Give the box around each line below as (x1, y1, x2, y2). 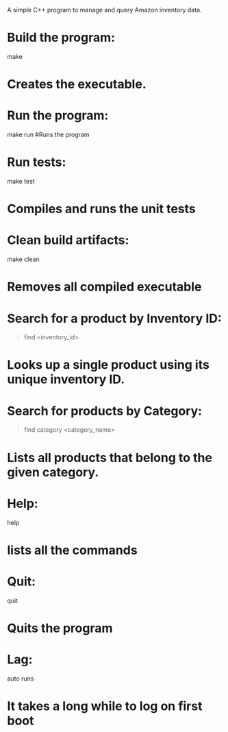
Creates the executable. (7, 77, 147, 92)
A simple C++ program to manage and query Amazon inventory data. (7, 6, 202, 14)
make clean (7, 255, 40, 263)
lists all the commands (7, 542, 138, 558)
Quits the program (7, 620, 113, 636)
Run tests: (7, 154, 66, 170)
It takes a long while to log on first (7, 698, 203, 713)
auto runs (7, 674, 34, 683)
